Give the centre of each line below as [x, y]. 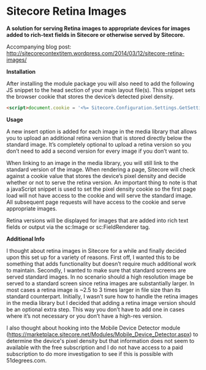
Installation [21, 71]
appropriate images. [32, 208]
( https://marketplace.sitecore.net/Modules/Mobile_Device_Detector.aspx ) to [102, 334]
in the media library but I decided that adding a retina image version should [101, 303]
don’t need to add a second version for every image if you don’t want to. [97, 151]
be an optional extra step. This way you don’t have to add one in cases [96, 309]
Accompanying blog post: [39, 47]
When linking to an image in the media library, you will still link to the [93, 163]
